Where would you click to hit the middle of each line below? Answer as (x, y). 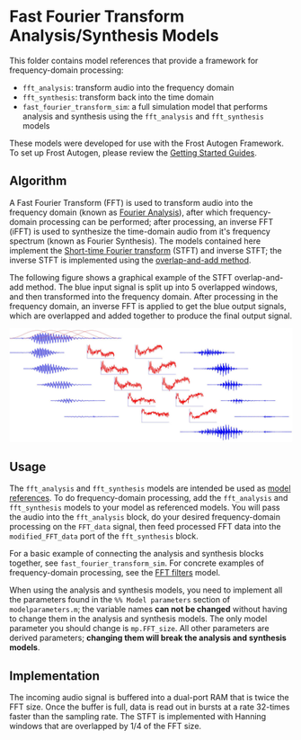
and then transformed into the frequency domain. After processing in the (144, 296)
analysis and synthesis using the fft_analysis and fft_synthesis (143, 116)
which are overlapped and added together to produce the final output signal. (151, 316)
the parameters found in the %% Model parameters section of (120, 600)
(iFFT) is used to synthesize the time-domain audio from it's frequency (140, 231)
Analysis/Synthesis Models (114, 36)
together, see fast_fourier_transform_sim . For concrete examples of (137, 563)
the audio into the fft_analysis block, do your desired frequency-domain (145, 517)
